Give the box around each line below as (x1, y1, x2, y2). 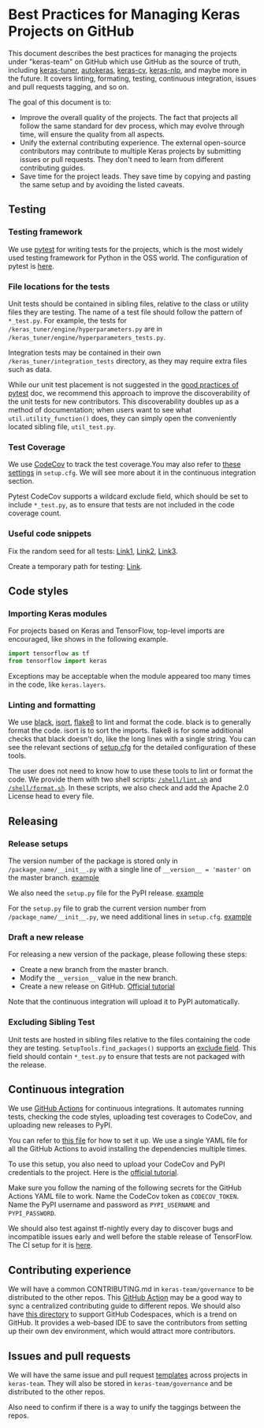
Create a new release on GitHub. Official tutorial (19, 982, 175, 991)
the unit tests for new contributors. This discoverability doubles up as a (8, 397, 239, 406)
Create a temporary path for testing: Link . (8, 561, 143, 571)
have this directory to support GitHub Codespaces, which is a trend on (8, 1309, 238, 1319)
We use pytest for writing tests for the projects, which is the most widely (8, 244, 244, 254)
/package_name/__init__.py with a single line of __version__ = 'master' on (8, 864, 251, 874)
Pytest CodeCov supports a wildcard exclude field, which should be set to (8, 492, 248, 501)
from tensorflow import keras (8, 657, 108, 665)
